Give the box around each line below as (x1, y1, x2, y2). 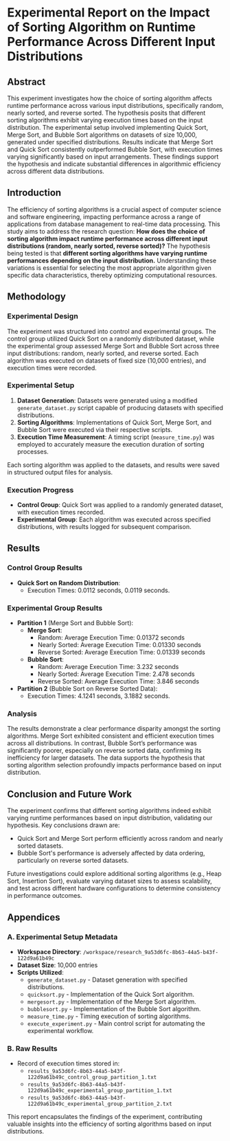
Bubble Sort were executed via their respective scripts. (16, 425, 173, 433)
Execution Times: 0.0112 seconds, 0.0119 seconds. (27, 586, 170, 594)
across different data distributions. (7, 167, 105, 175)
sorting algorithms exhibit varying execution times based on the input (7, 116, 203, 124)
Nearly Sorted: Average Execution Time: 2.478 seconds (37, 670, 195, 678)
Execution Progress (7, 485, 74, 495)
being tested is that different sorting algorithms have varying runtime (7, 249, 207, 257)
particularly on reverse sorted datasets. (16, 857, 129, 865)
